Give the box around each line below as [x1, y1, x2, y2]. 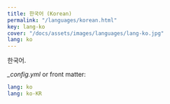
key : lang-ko [7, 23, 45, 30]
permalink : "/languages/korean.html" [7, 17, 118, 24]
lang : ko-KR [7, 90, 42, 97]
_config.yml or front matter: [7, 70, 86, 79]
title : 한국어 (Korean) [7, 10, 72, 17]
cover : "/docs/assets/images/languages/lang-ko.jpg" [7, 29, 164, 37]
